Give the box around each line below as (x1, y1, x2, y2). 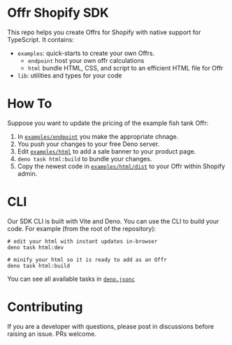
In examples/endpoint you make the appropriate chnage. (17, 132, 179, 140)
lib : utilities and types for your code (17, 71, 122, 80)
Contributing (7, 299, 83, 315)
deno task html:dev (7, 244, 64, 251)
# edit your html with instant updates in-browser (7, 237, 158, 245)
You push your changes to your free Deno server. (17, 140, 160, 148)
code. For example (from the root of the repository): (7, 224, 157, 233)
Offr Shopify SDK (7, 5, 110, 21)
